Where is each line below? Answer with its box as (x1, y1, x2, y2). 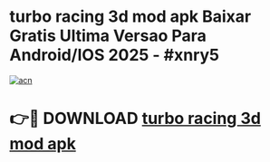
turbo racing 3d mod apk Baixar (9, 6, 252, 27)
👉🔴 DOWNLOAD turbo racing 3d (9, 109, 261, 129)
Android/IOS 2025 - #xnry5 (9, 45, 220, 65)
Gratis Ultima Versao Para (9, 25, 207, 46)
